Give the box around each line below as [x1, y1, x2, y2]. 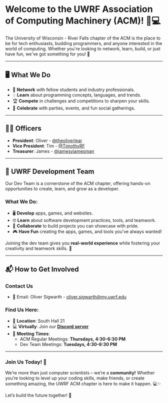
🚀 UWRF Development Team [5, 167, 94, 175]
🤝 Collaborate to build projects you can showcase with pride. [12, 222, 139, 228]
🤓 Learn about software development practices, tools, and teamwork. [12, 217, 156, 223]
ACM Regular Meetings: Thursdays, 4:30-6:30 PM [19, 336, 126, 342]
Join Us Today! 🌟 [5, 358, 47, 365]
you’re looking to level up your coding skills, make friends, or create [5, 375, 145, 381]
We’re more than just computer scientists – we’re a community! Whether [5, 369, 155, 375]
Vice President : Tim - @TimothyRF [12, 142, 85, 148]
